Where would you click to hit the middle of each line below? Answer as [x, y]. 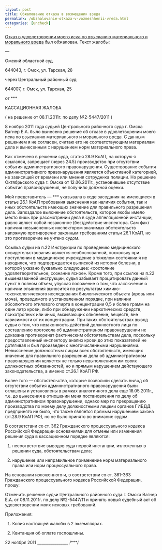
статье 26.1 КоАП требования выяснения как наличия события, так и [76, 202]
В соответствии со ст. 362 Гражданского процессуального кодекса [75, 426]
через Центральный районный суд [41, 80]
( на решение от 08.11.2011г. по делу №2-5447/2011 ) [59, 117]
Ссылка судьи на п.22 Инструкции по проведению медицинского [73, 247]
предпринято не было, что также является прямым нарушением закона [80, 412]
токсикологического [26, 294]
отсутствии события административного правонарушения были [71, 386]
